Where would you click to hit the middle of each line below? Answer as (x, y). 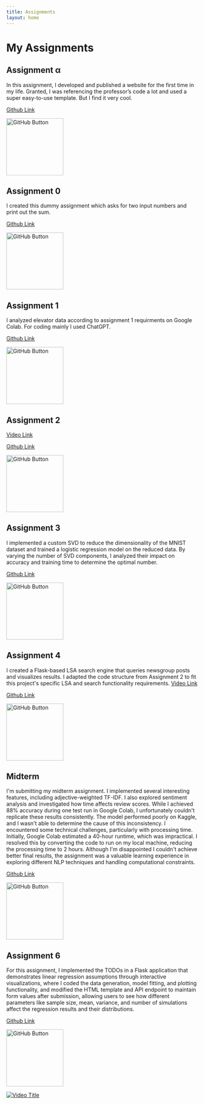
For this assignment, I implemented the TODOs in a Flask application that (97, 970)
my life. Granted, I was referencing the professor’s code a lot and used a (97, 91)
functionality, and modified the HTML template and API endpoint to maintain (101, 990)
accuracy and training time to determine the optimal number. (82, 562)
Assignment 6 (33, 956)
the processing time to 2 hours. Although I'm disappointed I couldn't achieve (102, 849)
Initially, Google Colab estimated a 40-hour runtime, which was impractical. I (102, 836)
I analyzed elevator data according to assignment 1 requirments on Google (99, 320)
